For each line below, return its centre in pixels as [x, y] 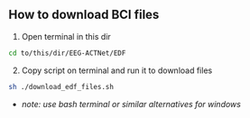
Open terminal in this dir [66, 36]
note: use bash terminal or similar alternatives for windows [131, 104]
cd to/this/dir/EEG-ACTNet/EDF [67, 53]
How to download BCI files [84, 15]
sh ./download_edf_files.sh [61, 86]
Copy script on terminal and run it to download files [117, 70]
